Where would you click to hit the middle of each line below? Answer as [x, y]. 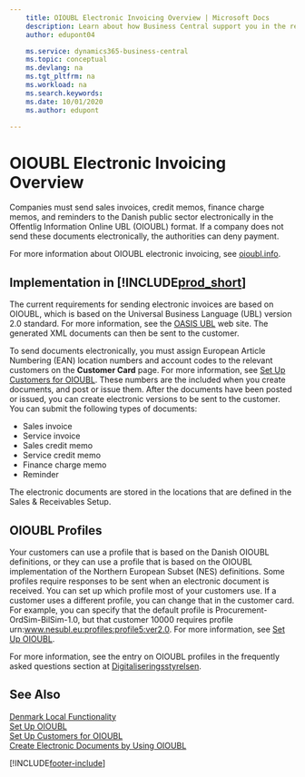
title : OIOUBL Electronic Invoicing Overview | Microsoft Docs [148, 18]
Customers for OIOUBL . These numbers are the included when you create [148, 380]
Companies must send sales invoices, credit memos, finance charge [137, 207]
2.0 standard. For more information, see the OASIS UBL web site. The [139, 324]
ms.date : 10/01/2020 [64, 102]
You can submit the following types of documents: [103, 408]
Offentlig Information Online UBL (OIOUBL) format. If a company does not [147, 227]
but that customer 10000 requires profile [158, 619]
